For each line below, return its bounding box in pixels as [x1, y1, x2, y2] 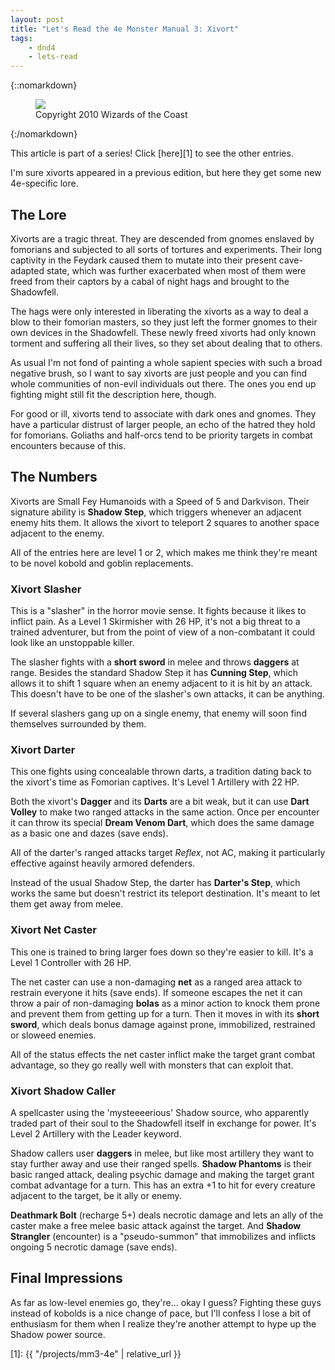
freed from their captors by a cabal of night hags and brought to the [10, 275, 290, 287]
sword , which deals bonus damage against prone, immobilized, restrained [10, 1018, 316, 1030]
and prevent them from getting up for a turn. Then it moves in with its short [10, 1007, 320, 1020]
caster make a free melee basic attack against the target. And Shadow [10, 1219, 302, 1231]
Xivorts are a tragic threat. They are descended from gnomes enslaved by [10, 232, 315, 245]
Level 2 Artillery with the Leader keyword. [10, 1127, 182, 1140]
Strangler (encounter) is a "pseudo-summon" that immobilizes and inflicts [10, 1230, 317, 1242]
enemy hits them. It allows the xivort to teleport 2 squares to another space [10, 516, 320, 528]
